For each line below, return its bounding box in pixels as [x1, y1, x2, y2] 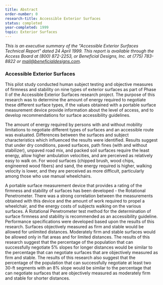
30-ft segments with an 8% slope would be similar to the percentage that [5, 265, 151, 271]
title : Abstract [5, 7, 38, 12]
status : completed [5, 20, 42, 26]
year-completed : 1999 [5, 25, 49, 30]
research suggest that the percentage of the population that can [5, 239, 133, 245]
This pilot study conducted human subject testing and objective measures [5, 81, 153, 87]
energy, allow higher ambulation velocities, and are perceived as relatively [5, 153, 153, 158]
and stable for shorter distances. [5, 275, 70, 281]
